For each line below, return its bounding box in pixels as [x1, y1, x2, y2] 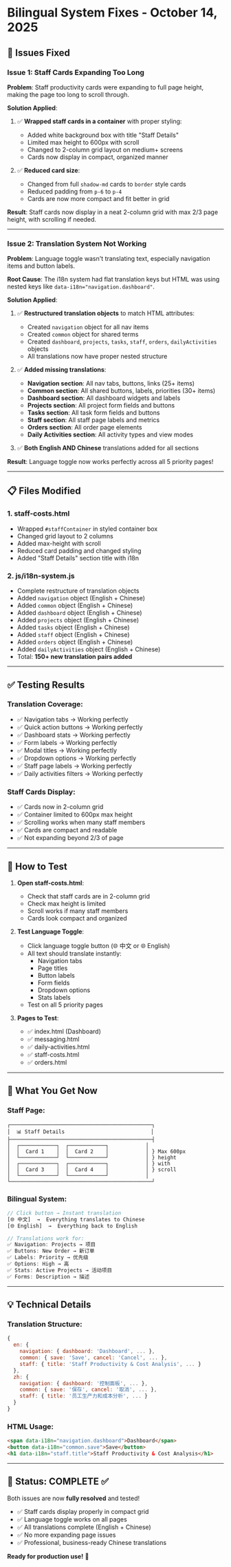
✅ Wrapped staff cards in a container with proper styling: [16, 117, 182, 125]
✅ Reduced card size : [16, 166, 80, 174]
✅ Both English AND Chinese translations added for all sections [16, 444, 199, 452]
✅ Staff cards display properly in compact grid [16, 1507, 149, 1515]
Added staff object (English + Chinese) [16, 631, 130, 639]
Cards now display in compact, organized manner [27, 153, 168, 161]
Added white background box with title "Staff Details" [27, 131, 179, 139]
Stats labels [37, 993, 71, 1001]
